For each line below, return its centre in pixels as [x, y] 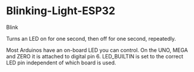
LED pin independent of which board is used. [61, 63]
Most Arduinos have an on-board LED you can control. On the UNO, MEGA [97, 50]
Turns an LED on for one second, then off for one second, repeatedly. [91, 38]
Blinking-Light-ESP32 [61, 11]
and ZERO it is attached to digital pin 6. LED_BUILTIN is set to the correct [95, 56]
